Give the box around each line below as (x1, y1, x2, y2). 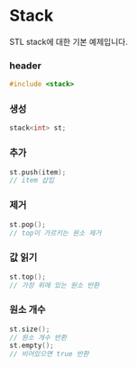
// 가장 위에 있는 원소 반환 (9, 281, 100, 290)
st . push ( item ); (9, 167, 67, 176)
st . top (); (9, 272, 47, 282)
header (9, 59, 42, 72)
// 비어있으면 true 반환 (9, 350, 90, 359)
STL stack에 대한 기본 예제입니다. (9, 36, 129, 47)
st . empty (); (9, 341, 54, 351)
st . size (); (9, 325, 50, 334)
